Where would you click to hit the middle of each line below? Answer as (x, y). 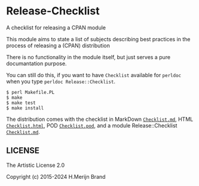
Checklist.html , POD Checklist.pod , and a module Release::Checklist (92, 125)
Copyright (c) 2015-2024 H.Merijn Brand (56, 176)
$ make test (21, 103)
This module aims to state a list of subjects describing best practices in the (98, 39)
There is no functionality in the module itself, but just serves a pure (88, 57)
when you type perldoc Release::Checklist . (61, 81)
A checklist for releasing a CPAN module (56, 28)
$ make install (25, 108)
